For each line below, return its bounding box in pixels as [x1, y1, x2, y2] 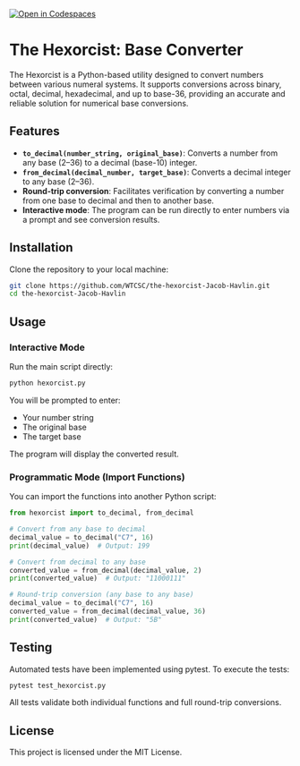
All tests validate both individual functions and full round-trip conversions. [9, 697, 282, 708]
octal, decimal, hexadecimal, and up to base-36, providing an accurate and [9, 88, 286, 98]
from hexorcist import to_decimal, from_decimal [9, 508, 194, 518]
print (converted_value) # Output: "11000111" [9, 574, 186, 583]
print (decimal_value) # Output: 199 [9, 541, 150, 550]
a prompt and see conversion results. [21, 214, 160, 225]
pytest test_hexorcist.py [9, 681, 106, 690]
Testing [9, 640, 53, 655]
